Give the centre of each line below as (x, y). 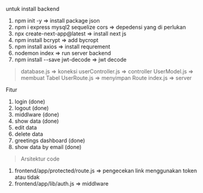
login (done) (30, 101)
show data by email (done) (48, 147)
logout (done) (32, 108)
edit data (26, 127)
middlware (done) (37, 115)
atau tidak (27, 177)
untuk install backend (33, 9)
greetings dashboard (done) (50, 140)
